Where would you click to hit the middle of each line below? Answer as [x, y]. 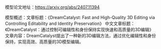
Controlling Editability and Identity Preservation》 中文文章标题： [70, 24]
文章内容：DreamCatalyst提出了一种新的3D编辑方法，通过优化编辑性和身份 [80, 36]
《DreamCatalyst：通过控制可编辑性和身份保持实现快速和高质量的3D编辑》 [79, 30]
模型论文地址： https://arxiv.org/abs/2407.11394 [52, 7]
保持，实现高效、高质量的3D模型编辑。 [44, 42]
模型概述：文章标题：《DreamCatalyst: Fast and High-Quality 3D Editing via [80, 17]
